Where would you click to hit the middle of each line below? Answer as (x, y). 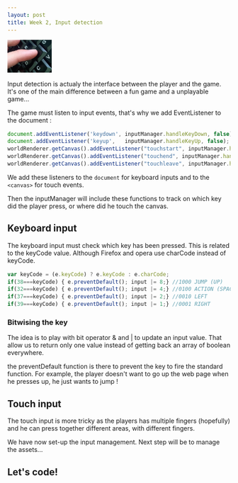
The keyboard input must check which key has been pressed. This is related (119, 245)
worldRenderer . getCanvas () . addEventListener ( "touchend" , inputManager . (115, 157)
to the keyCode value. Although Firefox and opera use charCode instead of (117, 253)
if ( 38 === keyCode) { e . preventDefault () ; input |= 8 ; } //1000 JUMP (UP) (115, 282)
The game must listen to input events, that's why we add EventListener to (114, 113)
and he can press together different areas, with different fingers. (101, 428)
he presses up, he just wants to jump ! (63, 382)
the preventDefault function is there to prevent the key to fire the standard (115, 366)
